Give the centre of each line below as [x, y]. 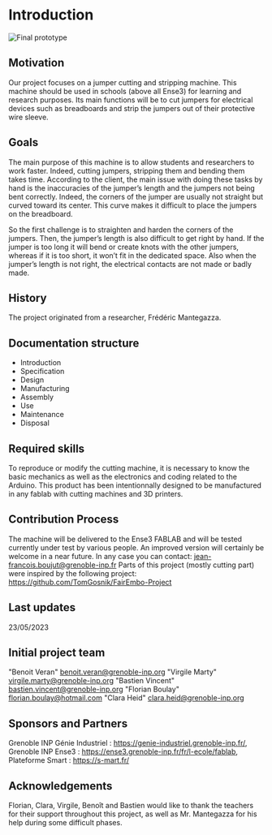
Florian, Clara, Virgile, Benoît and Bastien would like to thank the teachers [131, 806]
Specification [42, 372]
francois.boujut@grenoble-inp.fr [63, 565]
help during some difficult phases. [66, 823]
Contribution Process [64, 520]
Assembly [37, 397]
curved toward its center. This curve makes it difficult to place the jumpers [133, 205]
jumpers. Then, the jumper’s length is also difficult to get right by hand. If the [136, 238]
